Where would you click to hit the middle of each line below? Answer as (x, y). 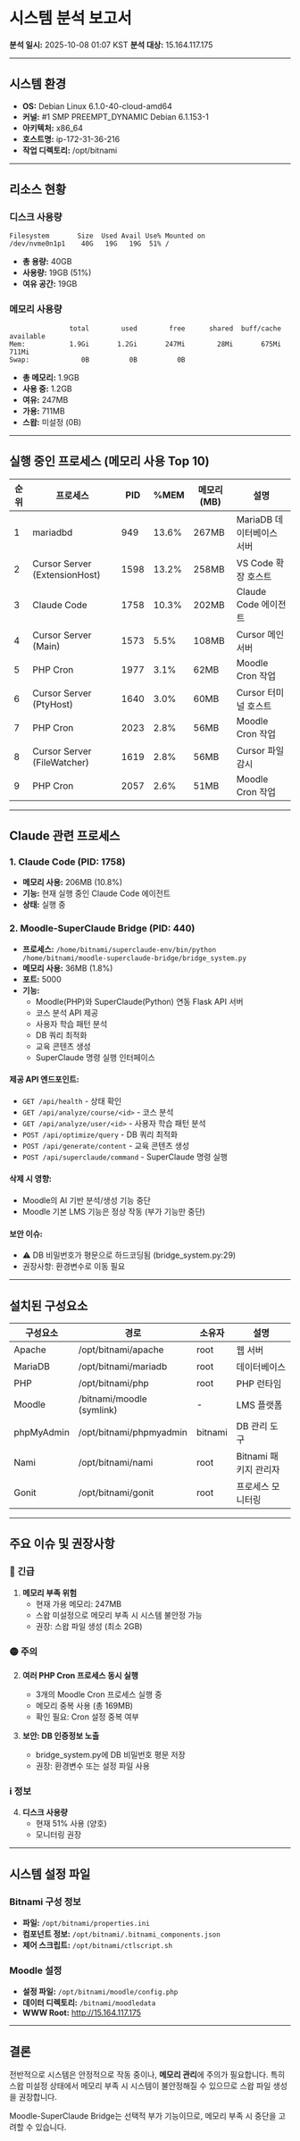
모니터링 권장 (58, 1835)
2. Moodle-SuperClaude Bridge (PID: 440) (102, 928)
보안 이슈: (26, 1234)
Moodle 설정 (36, 1970)
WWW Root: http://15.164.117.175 (81, 2013)
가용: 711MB (43, 411)
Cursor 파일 (260, 750)
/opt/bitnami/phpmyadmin (133, 1432)
